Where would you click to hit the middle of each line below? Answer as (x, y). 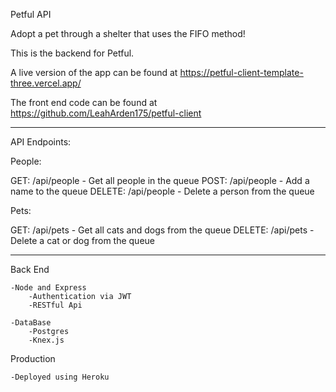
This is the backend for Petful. (72, 53)
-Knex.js (46, 340)
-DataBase (31, 323)
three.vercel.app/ (46, 83)
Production (33, 358)
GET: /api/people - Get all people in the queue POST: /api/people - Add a (160, 180)
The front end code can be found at (84, 102)
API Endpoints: (41, 142)
